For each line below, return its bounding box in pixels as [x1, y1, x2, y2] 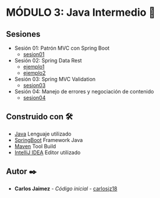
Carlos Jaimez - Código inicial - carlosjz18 [14, 185, 118, 192]
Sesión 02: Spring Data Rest [14, 57, 83, 64]
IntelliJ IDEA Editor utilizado [14, 149, 81, 156]
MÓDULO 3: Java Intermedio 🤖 [6, 6, 156, 19]
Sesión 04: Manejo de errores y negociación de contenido [14, 88, 154, 95]
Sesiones [6, 29, 41, 39]
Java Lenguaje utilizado [14, 130, 72, 137]
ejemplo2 [23, 70, 46, 76]
